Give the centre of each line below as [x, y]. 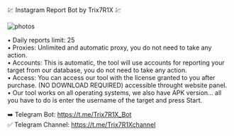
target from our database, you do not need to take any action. [97, 70]
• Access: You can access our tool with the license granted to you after [111, 78]
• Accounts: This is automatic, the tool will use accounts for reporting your [116, 63]
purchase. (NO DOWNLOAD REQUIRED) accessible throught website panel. [117, 85]
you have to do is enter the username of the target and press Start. [105, 100]
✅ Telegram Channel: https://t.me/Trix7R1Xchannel [82, 125]
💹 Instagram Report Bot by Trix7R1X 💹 [65, 10]
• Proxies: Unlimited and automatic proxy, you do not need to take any [110, 47]
